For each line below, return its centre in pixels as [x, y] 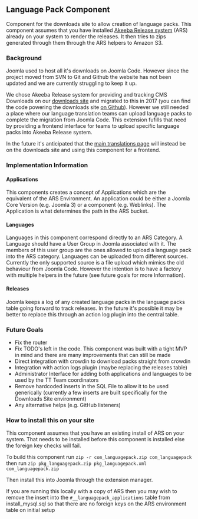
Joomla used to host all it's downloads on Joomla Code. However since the [98, 71]
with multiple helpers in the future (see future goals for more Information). [96, 275]
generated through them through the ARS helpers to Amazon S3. [85, 42]
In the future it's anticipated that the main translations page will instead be [96, 144]
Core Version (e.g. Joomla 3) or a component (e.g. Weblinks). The [86, 205]
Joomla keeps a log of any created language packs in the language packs [96, 302]
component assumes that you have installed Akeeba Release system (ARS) [97, 30]
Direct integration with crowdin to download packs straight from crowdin [103, 361]
